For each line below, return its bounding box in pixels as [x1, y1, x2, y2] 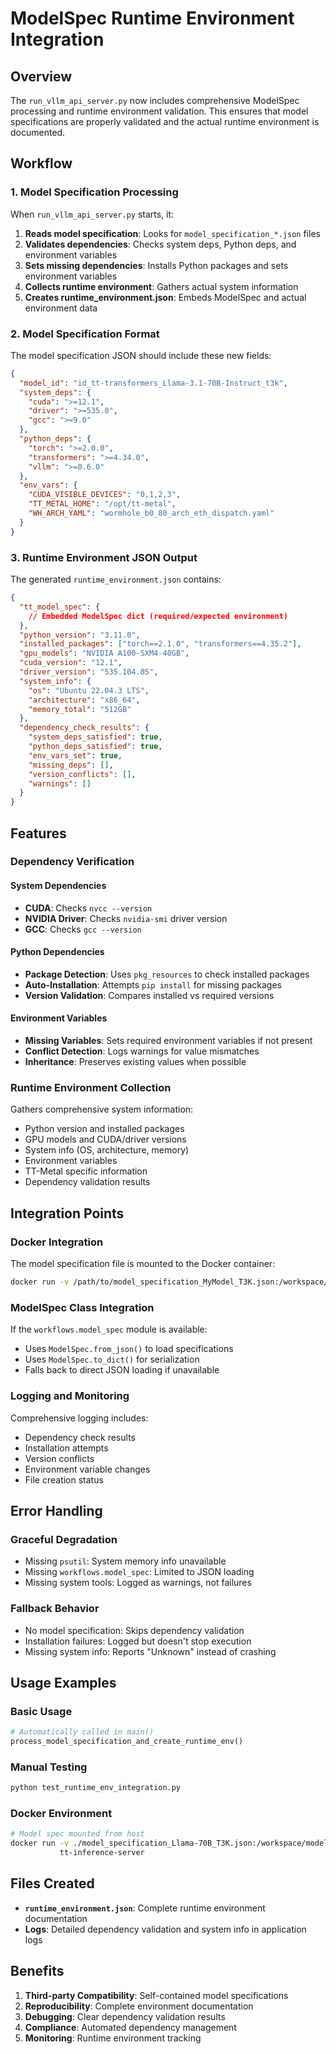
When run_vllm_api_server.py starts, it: [10, 208, 175, 220]
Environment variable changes [24, 1463, 151, 1475]
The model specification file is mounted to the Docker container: [10, 1258, 276, 1270]
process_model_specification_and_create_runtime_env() [10, 1737, 244, 1747]
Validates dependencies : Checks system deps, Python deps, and [24, 238, 297, 250]
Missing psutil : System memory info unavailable [24, 1555, 227, 1567]
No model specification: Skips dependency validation [24, 1624, 245, 1636]
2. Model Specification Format [10, 327, 160, 341]
